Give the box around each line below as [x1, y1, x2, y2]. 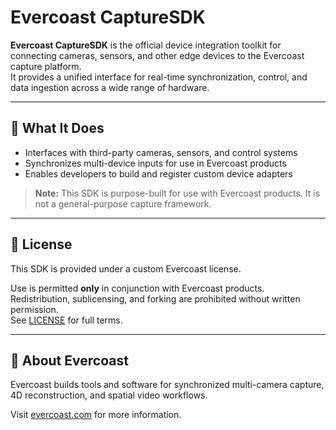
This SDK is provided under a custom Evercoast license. [10, 262, 242, 275]
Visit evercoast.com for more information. [10, 409, 182, 421]
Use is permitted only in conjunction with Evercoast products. [10, 282, 265, 294]
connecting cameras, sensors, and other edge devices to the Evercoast [10, 49, 305, 61]
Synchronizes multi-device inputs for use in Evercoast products [24, 157, 287, 169]
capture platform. [10, 60, 82, 72]
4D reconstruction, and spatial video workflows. [10, 389, 208, 401]
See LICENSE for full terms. [10, 314, 123, 326]
